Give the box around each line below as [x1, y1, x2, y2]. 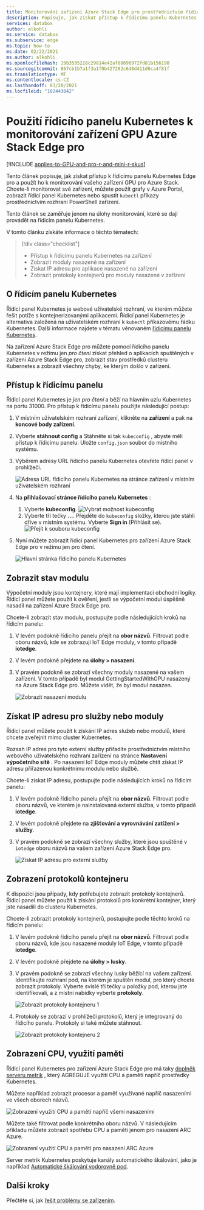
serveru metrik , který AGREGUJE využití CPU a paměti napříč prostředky [6, 1071, 189, 1078]
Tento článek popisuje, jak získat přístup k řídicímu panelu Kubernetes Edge [6, 172, 196, 180]
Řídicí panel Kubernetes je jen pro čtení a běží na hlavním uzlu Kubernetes [6, 396, 192, 403]
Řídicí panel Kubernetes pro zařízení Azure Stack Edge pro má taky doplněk [6, 1064, 196, 1072]
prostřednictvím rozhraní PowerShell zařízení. [6, 198, 120, 205]
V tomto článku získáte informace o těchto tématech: [6, 228, 138, 235]
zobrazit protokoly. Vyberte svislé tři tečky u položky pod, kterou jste [15, 982, 188, 990]
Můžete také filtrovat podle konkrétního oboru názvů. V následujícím [6, 1119, 177, 1127]
